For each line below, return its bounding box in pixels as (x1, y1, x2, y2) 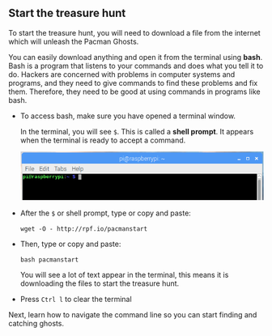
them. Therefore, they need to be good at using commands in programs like (8, 87, 261, 96)
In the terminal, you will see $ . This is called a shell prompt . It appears (19, 126, 254, 136)
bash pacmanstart (19, 255, 79, 264)
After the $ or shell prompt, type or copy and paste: (19, 208, 192, 218)
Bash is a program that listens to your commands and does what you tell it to (8, 61, 264, 70)
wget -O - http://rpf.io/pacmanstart (19, 224, 148, 233)
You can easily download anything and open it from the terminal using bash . (8, 52, 263, 62)
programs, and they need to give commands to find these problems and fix (8, 78, 258, 87)
